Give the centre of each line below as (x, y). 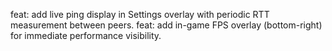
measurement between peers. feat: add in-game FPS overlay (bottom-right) (166, 25)
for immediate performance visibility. (86, 35)
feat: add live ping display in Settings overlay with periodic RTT (140, 14)
